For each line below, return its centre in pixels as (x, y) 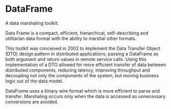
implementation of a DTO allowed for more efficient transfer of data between (86, 64)
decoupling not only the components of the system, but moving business (82, 75)
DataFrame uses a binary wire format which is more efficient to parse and (82, 91)
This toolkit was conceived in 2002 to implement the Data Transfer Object (83, 48)
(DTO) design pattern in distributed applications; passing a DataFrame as (82, 54)
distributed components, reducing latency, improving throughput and (78, 70)
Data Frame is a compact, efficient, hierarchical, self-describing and (77, 33)
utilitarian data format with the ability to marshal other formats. (71, 38)
